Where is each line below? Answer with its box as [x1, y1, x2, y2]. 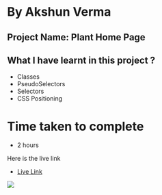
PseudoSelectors [16, 80, 66, 88]
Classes [16, 73, 40, 81]
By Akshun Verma [7, 4, 111, 20]
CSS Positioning [16, 94, 63, 103]
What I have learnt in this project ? [7, 54, 156, 66]
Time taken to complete [7, 118, 144, 134]
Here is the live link [7, 155, 61, 163]
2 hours [16, 141, 39, 149]
